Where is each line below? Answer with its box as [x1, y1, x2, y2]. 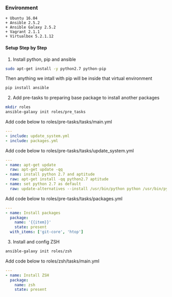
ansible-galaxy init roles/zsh [5, 249, 72, 254]
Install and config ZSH [12, 239, 60, 244]
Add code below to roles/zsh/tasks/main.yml [5, 258, 100, 264]
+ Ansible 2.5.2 [5, 20, 40, 26]
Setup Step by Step [5, 44, 47, 50]
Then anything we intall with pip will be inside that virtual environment [5, 75, 153, 81]
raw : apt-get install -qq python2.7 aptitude [10, 177, 109, 182]
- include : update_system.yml [5, 133, 70, 138]
